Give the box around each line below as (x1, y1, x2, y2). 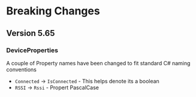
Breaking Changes (6, 4, 100, 18)
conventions (6, 66, 37, 73)
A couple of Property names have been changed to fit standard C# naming (6, 59, 191, 66)
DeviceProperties (6, 46, 59, 54)
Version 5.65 (6, 28, 55, 38)
